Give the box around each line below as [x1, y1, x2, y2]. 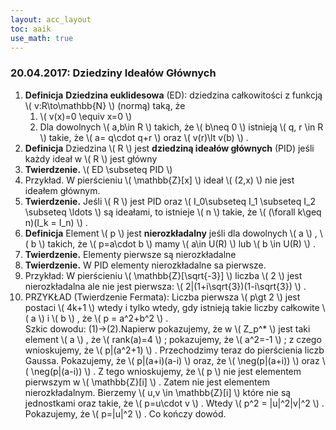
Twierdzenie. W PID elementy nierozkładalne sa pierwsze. [24, 259, 267, 271]
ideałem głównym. [24, 184, 101, 196]
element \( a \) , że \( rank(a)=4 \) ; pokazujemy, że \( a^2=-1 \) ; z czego [24, 333, 322, 345]
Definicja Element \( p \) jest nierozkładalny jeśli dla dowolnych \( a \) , [24, 227, 318, 239]
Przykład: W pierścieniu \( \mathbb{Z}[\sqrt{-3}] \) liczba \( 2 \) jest [24, 269, 303, 281]
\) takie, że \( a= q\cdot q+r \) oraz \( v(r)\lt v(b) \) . [39, 131, 249, 143]
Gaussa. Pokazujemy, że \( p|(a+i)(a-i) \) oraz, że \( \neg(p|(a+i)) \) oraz [24, 354, 320, 366]
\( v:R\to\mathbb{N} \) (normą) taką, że [24, 99, 186, 111]
